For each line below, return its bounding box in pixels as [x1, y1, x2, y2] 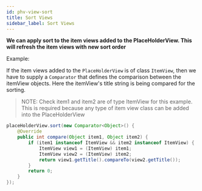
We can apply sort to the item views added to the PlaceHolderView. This [6, 37, 192, 44]
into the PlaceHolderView [21, 111, 85, 119]
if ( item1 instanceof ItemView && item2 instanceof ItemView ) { [28, 140, 195, 146]
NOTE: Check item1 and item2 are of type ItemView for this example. [21, 98, 193, 105]
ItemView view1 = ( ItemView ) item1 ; [38, 145, 132, 151]
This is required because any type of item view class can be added [21, 105, 190, 112]
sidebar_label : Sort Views [6, 20, 75, 26]
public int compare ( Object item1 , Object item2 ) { [17, 134, 148, 141]
